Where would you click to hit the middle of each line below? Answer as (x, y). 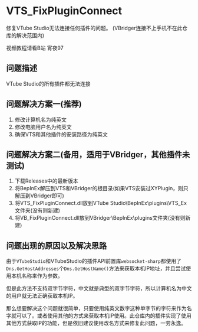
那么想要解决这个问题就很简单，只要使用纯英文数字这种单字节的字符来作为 (96, 308)
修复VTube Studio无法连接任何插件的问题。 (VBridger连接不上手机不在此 (94, 28)
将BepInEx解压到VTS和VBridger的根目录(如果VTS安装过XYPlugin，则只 (101, 188)
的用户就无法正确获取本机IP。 (42, 296)
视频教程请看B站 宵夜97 (35, 48)
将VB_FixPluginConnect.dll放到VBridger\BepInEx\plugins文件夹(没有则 (100, 218)
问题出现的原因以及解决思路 (57, 245)
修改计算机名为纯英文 (40, 119)
